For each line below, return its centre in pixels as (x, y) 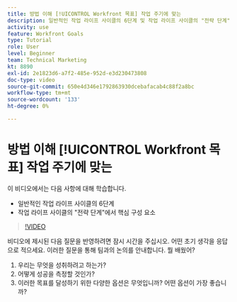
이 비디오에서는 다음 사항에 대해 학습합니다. (67, 188)
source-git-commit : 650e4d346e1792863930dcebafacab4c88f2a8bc (101, 86)
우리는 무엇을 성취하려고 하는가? (62, 265)
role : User (23, 47)
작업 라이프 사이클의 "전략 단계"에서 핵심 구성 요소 (86, 212)
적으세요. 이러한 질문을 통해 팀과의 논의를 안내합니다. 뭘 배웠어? (108, 250)
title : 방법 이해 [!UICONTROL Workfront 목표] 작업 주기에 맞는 (94, 14)
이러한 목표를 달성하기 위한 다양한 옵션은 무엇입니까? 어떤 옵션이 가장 (112, 283)
